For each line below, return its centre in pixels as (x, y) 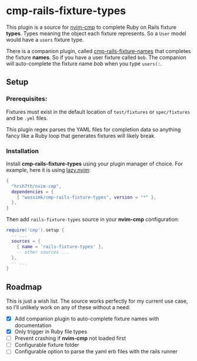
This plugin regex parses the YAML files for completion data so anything (94, 129)
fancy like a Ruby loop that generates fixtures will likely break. (81, 135)
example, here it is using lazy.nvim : (49, 170)
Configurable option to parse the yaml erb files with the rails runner (96, 352)
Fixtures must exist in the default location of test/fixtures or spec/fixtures (98, 112)
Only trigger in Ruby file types (51, 332)
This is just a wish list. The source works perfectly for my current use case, (97, 301)
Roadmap (24, 287)
